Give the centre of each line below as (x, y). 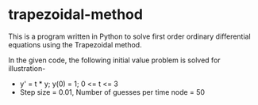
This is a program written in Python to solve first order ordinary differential (130, 36)
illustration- (27, 68)
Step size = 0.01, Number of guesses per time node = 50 (112, 92)
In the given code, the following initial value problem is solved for (114, 60)
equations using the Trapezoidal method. (75, 44)
